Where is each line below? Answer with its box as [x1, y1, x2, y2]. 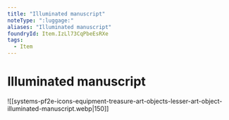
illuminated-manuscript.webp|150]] [7, 104, 109, 113]
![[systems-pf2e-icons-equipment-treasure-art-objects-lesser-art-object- [7, 97, 223, 105]
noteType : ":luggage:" [7, 17, 74, 24]
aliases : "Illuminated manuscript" [7, 23, 112, 30]
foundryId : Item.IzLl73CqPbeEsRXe [7, 30, 109, 37]
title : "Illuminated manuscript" [7, 10, 106, 18]
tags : [7, 37, 23, 44]
